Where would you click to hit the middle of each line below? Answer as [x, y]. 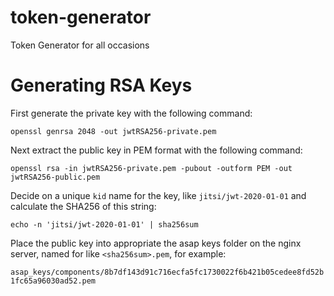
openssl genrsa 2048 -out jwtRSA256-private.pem [113, 131]
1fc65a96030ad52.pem [53, 281]
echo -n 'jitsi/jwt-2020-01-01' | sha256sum [104, 224]
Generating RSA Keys [101, 85]
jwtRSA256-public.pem [55, 177]
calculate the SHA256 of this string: [83, 206]
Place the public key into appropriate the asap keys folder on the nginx [156, 243]
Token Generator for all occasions [80, 45]
